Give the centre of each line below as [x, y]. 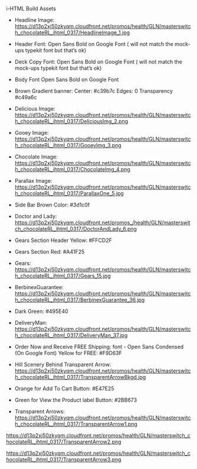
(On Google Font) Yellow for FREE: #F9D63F [68, 353]
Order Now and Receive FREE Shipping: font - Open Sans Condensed [99, 347]
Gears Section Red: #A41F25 [50, 252]
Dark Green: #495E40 [42, 311]
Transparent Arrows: [40, 411]
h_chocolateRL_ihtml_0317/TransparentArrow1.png [76, 424]
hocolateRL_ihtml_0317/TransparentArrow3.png [64, 460]
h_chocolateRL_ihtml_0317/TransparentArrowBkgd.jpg [80, 377]
